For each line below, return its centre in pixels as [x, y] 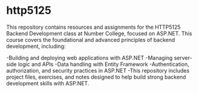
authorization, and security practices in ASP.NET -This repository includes [98, 70]
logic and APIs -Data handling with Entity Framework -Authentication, [103, 64]
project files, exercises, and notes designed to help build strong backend [96, 77]
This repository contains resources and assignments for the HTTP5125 [94, 27]
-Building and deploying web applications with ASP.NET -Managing [89, 58]
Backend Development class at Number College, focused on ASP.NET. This [99, 33]
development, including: [36, 46]
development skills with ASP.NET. [48, 83]
